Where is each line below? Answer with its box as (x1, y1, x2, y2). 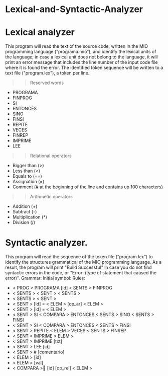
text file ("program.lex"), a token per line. (5, 70, 90, 76)
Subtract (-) (12, 209, 37, 215)
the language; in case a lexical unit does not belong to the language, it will (5, 54, 158, 60)
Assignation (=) (12, 179, 45, 185)
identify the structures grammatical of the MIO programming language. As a (5, 259, 162, 265)
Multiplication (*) (12, 214, 48, 220)
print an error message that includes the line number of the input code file (5, 59, 158, 65)
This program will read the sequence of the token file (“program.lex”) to (5, 254, 153, 260)
